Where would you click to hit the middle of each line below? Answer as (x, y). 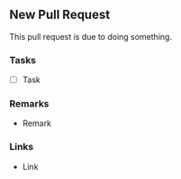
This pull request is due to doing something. (91, 36)
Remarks (29, 104)
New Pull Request (60, 15)
